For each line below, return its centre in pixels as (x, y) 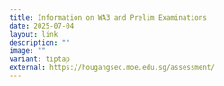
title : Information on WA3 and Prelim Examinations (108, 17)
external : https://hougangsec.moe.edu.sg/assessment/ (112, 68)
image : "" (28, 51)
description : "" (40, 43)
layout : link (34, 34)
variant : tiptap (40, 59)
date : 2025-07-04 (42, 26)
